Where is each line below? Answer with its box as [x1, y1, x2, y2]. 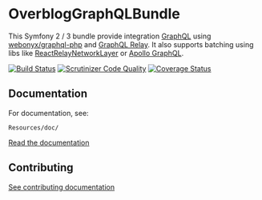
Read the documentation [8, 138, 90, 147]
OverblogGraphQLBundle [8, 5, 180, 23]
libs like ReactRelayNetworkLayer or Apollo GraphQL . [8, 48, 184, 58]
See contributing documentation [8, 182, 115, 192]
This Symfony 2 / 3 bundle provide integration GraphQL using [8, 31, 212, 41]
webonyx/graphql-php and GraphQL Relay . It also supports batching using [8, 39, 254, 49]
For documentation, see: [8, 108, 90, 118]
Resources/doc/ [8, 123, 59, 132]
